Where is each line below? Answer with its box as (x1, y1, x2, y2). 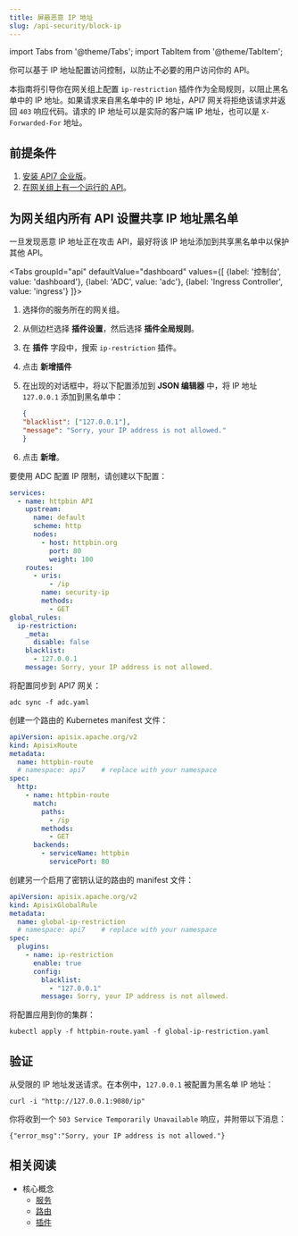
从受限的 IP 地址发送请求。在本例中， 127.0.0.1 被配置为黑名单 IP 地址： (9, 1079, 274, 1090)
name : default (32, 513, 87, 523)
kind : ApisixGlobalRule (9, 900, 98, 910)
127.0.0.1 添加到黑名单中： (21, 391, 124, 402)
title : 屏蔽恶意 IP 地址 (9, 13, 94, 22)
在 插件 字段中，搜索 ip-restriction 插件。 (21, 342, 181, 353)
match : (32, 799, 58, 808)
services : (9, 488, 46, 497)
